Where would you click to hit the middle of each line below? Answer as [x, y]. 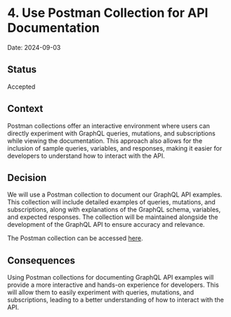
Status [22, 69]
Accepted [21, 87]
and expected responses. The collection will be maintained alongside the [113, 217]
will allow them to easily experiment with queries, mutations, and [101, 292]
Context [25, 109]
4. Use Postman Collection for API [108, 13]
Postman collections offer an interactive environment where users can [109, 125]
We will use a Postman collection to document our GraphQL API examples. [115, 194]
